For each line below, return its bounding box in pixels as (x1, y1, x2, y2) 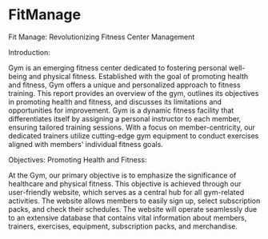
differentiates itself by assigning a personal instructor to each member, (8, 114, 242, 123)
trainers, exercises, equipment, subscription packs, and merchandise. (8, 221, 238, 231)
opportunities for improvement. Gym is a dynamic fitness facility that (8, 106, 234, 115)
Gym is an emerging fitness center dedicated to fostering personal (8, 62, 227, 73)
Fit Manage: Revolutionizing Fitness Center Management (8, 32, 195, 42)
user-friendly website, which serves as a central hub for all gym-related (8, 187, 245, 197)
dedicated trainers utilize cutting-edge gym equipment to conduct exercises (8, 130, 259, 141)
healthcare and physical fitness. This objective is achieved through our (8, 178, 242, 189)
